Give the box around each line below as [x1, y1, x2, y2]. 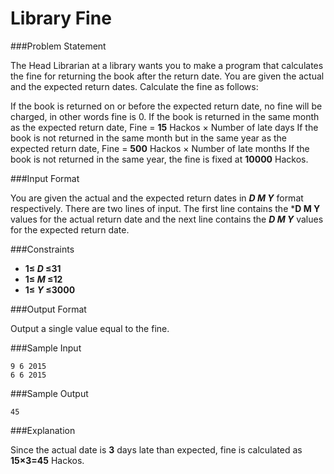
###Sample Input [10, 342, 82, 354]
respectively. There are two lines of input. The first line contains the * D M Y [10, 202, 321, 214]
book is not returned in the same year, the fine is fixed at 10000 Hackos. [10, 153, 309, 165]
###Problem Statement [10, 40, 107, 52]
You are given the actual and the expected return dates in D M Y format [10, 192, 304, 204]
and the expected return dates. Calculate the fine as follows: [10, 80, 259, 92]
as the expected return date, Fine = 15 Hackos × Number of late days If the [10, 121, 319, 133]
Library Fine [10, 7, 112, 30]
